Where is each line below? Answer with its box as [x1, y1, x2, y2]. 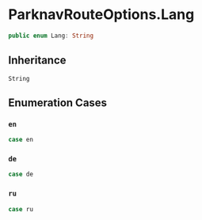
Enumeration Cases [8, 97, 108, 110]
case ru [8, 205, 34, 213]
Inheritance [8, 54, 67, 67]
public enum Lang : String [8, 32, 93, 40]
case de [8, 170, 34, 179]
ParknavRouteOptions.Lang [8, 6, 195, 24]
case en [8, 136, 34, 144]
